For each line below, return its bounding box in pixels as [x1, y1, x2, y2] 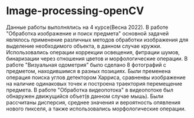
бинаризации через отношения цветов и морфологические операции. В [6, 55, 188, 62]
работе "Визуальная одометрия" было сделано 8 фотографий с [6, 61, 166, 68]
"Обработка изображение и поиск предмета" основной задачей [6, 29, 169, 37]
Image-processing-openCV [6, 4, 144, 18]
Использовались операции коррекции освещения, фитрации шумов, [6, 48, 180, 55]
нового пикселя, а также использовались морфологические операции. [6, 105, 186, 112]
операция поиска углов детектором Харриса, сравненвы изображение [6, 74, 186, 81]
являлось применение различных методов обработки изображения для [6, 36, 189, 43]
